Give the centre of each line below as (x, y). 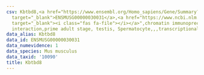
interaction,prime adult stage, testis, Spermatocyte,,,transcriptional (106, 29)
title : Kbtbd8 (24, 62)
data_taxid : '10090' (32, 57)
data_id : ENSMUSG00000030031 (43, 40)
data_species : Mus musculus (42, 51)
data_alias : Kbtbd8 (31, 34)
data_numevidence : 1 (32, 46)
